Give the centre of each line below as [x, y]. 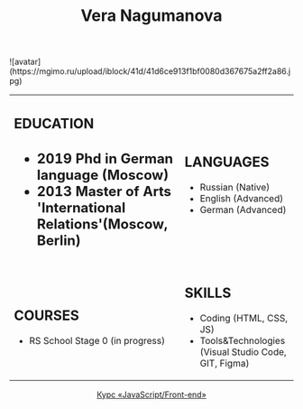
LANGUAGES [227, 162]
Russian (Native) [235, 187]
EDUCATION [54, 123]
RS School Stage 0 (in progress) [97, 340]
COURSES [46, 315]
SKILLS [208, 293]
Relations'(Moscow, [102, 224]
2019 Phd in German [105, 159]
